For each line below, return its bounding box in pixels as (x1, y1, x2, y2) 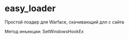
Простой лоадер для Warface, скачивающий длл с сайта (4, 19, 125, 25)
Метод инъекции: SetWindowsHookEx (4, 28, 84, 34)
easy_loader (4, 3, 56, 14)
